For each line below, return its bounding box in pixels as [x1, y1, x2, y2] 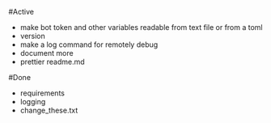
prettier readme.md [19, 57, 85, 66]
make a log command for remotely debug [19, 40, 159, 49]
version [19, 32, 46, 40]
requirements [19, 88, 65, 98]
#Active [8, 7, 35, 16]
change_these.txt [19, 105, 78, 115]
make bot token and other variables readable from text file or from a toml [19, 23, 263, 32]
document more [19, 49, 74, 57]
